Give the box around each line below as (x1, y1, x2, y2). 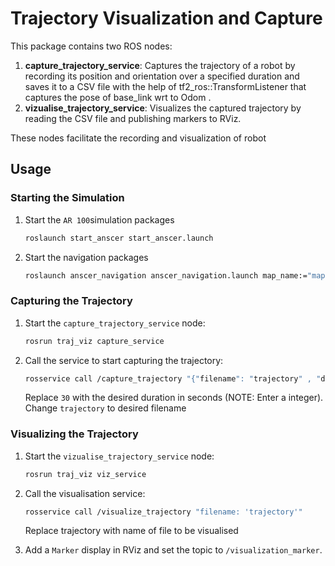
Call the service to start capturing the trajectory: (24, 354, 224, 366)
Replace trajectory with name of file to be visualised (24, 525, 239, 537)
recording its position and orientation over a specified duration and (24, 70, 300, 82)
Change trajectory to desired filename (24, 402, 187, 414)
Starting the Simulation (10, 191, 125, 205)
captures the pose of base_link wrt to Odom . (24, 91, 212, 103)
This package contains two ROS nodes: (10, 40, 173, 52)
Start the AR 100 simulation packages (24, 213, 175, 226)
